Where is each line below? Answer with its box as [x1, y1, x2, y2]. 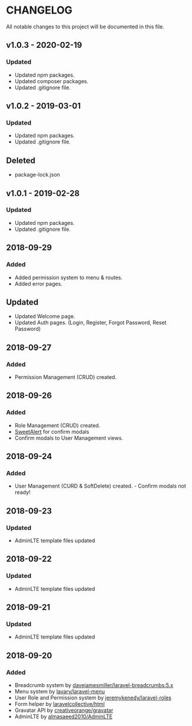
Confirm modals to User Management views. [14, 434, 124, 442]
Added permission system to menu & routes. [14, 274, 123, 281]
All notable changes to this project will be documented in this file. [6, 23, 165, 30]
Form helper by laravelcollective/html [14, 701, 105, 708]
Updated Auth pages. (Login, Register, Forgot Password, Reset [14, 319, 167, 326]
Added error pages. [14, 280, 63, 287]
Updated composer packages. [14, 77, 89, 84]
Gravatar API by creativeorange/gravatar [14, 707, 114, 714]
